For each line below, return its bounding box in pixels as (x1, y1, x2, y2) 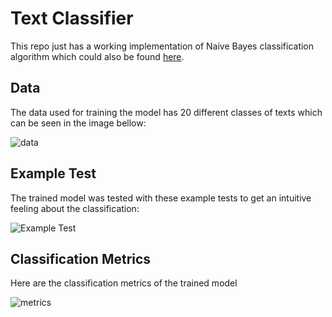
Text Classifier (10, 7, 134, 30)
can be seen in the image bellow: (10, 117, 147, 129)
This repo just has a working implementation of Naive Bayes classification (10, 40, 315, 52)
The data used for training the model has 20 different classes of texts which (10, 106, 323, 118)
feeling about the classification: (10, 202, 140, 214)
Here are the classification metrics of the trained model (10, 277, 238, 289)
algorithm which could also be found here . (10, 50, 185, 62)
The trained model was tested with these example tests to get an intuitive (10, 192, 312, 204)
